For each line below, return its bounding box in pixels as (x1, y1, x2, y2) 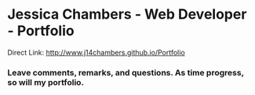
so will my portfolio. (7, 76, 84, 87)
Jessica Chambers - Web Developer (7, 5, 247, 23)
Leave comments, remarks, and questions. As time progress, (7, 67, 244, 78)
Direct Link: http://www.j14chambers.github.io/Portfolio (7, 47, 185, 57)
